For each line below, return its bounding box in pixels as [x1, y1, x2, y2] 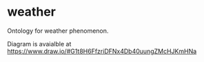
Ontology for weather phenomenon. [7, 27, 109, 35]
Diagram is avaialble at [7, 40, 72, 48]
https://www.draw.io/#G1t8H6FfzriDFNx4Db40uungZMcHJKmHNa [7, 47, 197, 55]
